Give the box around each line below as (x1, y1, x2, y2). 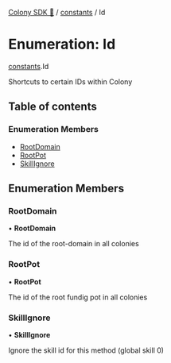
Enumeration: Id (8, 36, 116, 53)
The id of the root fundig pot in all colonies (8, 292, 148, 302)
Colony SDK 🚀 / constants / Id (8, 8, 106, 17)
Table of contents (8, 100, 97, 114)
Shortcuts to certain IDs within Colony (8, 76, 133, 87)
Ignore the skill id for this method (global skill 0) (8, 346, 165, 355)
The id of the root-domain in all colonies (8, 239, 139, 249)
